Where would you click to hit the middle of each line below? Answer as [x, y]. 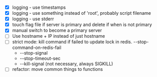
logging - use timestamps [39, 7]
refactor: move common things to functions [57, 69]
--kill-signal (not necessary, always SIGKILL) [66, 64]
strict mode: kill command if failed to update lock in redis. [72, 42]
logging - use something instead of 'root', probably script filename [81, 13]
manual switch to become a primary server [57, 31]
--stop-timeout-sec [40, 59]
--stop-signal [34, 53]
